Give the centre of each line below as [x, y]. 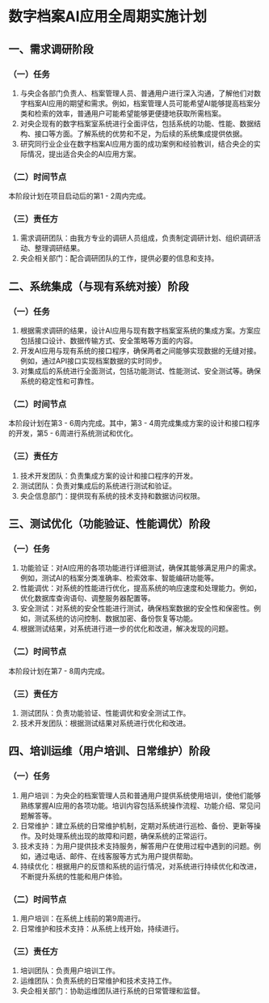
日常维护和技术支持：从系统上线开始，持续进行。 [101, 929]
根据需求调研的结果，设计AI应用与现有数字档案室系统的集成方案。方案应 [140, 331]
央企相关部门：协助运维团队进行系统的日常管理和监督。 [112, 991]
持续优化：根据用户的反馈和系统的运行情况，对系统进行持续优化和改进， [140, 866]
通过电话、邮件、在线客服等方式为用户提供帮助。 [116, 856]
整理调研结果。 [59, 249]
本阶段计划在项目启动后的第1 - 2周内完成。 [80, 196]
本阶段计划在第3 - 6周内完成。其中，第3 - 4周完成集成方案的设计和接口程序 [134, 423]
